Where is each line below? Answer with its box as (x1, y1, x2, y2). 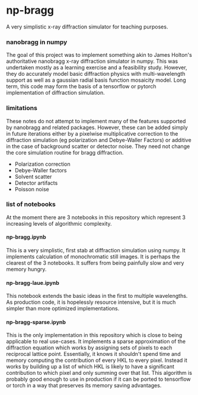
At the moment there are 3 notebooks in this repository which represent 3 (6, 214, 186, 221)
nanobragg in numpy (6, 38, 68, 46)
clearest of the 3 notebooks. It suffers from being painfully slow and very (6, 259, 184, 266)
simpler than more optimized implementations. (6, 305, 120, 312)
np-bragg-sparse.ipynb (6, 318, 66, 326)
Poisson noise (14, 185, 49, 192)
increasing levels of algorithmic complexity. (6, 220, 112, 227)
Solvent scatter (14, 173, 52, 180)
